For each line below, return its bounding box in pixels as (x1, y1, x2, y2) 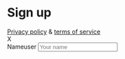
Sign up (7, 5, 52, 21)
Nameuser (7, 43, 36, 51)
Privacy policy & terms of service (7, 27, 101, 36)
